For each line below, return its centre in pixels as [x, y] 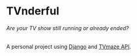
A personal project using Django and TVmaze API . [69, 47]
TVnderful [33, 11]
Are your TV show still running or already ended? [68, 28]
